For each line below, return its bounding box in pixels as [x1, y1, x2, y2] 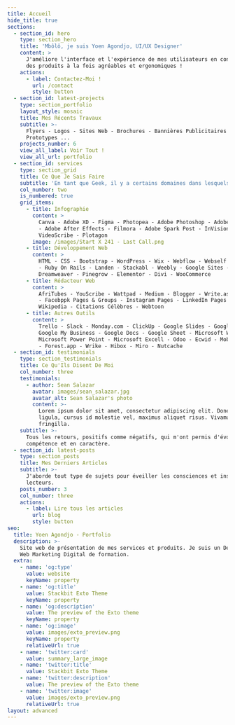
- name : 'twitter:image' [20, 687, 92, 694]
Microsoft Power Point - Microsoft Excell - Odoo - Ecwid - [38, 336, 218, 343]
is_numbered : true [20, 193, 73, 200]
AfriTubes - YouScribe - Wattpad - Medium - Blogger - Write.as [38, 290, 230, 298]
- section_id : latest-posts [13, 446, 96, 454]
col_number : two [20, 186, 68, 193]
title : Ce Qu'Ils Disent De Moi [20, 362, 114, 369]
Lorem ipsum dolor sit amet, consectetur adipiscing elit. [38, 408, 215, 415]
